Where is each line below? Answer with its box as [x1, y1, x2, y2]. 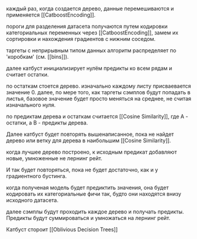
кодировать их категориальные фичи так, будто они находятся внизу [6, 190, 182, 197]
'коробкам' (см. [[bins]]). [6, 53, 69, 60]
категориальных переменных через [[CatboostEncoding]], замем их [6, 29, 179, 36]
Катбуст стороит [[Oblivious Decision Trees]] [6, 226, 118, 233]
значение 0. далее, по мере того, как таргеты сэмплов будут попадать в [6, 89, 191, 95]
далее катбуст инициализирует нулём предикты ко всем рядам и [6, 65, 173, 72]
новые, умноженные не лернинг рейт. [6, 155, 103, 162]
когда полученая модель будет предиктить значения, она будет [6, 184, 169, 191]
